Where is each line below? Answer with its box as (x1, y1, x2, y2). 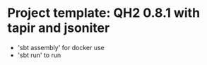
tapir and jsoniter (7, 20, 110, 36)
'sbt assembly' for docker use (17, 43, 105, 52)
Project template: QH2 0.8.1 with (7, 5, 200, 21)
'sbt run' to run (17, 51, 61, 59)
